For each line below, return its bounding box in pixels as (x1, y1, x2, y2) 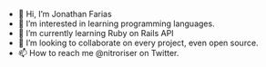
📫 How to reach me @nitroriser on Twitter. (17, 48, 179, 58)
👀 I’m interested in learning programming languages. (17, 18, 216, 29)
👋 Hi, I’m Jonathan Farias (17, 9, 112, 19)
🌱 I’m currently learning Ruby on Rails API (17, 28, 175, 38)
